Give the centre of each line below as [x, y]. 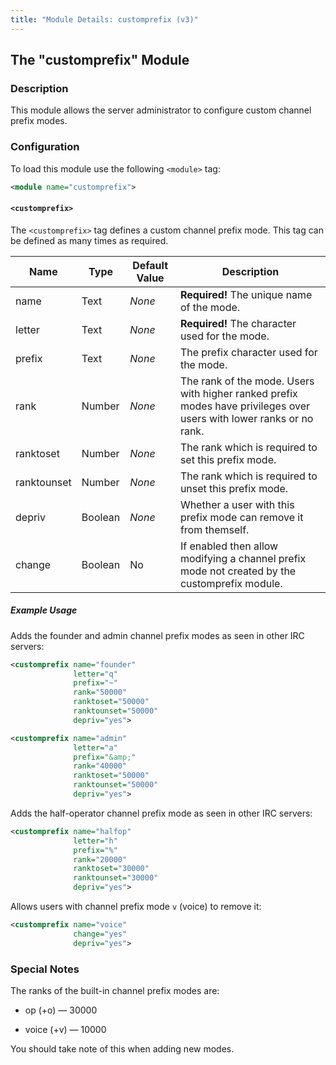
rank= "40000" [100, 766]
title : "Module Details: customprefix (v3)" [104, 19]
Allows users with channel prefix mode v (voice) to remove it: [136, 907]
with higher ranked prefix [238, 393]
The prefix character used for [248, 352]
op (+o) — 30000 [61, 1010]
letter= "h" [95, 841]
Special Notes [45, 969]
